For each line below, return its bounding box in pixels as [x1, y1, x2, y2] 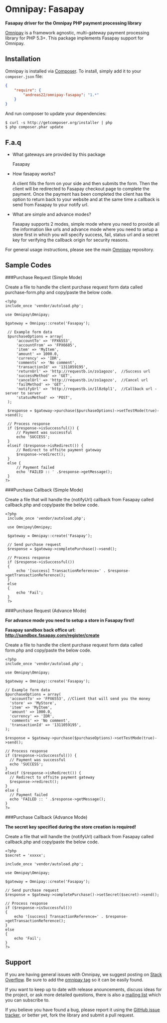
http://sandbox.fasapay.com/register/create [5, 632, 100, 638]
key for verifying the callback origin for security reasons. [12, 237, 129, 243]
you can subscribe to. [5, 997, 50, 1003]
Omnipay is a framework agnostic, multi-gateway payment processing [5, 29, 150, 35]
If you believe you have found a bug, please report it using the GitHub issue [5, 1007, 161, 1013]
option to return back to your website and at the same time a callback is [12, 196, 160, 202]
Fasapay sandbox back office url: [5, 627, 76, 633]
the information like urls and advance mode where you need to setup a [12, 226, 158, 232]
